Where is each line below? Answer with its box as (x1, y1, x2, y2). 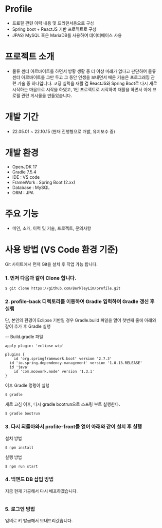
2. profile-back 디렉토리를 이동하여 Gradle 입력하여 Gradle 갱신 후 (5, 298, 155, 305)
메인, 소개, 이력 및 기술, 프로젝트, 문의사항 (12, 225, 91, 231)
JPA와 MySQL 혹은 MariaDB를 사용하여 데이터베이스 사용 (12, 32, 122, 38)
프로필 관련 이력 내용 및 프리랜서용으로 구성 (12, 20, 94, 26)
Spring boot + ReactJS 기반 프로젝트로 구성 (12, 26, 97, 32)
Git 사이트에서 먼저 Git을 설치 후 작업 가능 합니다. (5, 261, 98, 267)
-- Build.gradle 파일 (5, 334, 44, 339)
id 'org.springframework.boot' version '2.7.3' (14, 357, 112, 361)
